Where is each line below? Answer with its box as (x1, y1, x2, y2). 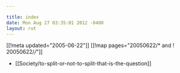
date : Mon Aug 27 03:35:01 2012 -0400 (6, 19, 104, 26)
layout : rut (6, 25, 36, 31)
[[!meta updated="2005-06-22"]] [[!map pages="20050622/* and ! (6, 42, 175, 49)
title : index (6, 14, 39, 20)
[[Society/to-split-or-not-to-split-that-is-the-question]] (14, 60, 152, 67)
